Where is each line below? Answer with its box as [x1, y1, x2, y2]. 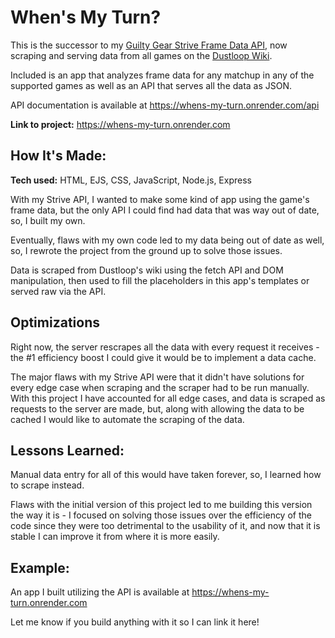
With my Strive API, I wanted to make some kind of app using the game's [10, 193, 310, 205]
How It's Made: [10, 147, 107, 165]
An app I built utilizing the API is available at [10, 586, 190, 598]
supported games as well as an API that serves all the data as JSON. [10, 79, 293, 91]
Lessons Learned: [10, 442, 125, 459]
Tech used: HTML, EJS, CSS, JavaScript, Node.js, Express [10, 174, 252, 186]
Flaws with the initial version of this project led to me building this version [10, 499, 313, 511]
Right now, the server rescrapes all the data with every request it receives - [10, 341, 320, 353]
